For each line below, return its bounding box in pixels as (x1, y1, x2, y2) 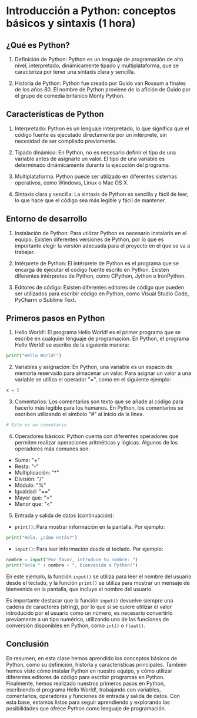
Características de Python (6, 109, 104, 119)
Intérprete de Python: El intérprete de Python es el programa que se (14, 259, 179, 266)
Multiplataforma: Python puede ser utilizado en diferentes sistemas (14, 173, 178, 180)
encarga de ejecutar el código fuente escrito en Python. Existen (14, 266, 169, 273)
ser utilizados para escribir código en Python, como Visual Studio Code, (14, 290, 189, 297)
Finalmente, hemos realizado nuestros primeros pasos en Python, (6, 680, 165, 687)
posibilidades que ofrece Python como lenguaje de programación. (6, 704, 166, 712)
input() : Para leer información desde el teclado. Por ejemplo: (14, 545, 163, 552)
